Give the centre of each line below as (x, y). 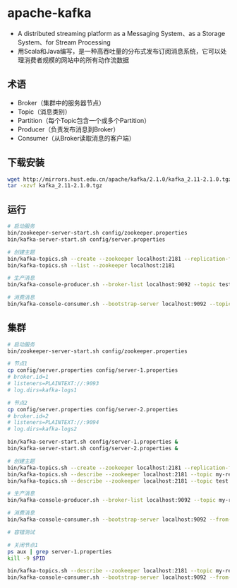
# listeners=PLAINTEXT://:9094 (53, 423)
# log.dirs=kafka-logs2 (42, 429)
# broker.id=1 (28, 377)
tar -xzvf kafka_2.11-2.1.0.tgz (55, 186)
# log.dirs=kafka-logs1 (42, 390)
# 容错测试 (21, 532)
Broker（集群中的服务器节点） (61, 102)
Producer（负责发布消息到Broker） (68, 129)
